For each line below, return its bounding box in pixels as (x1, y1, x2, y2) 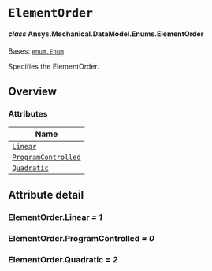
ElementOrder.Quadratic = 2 (8, 254, 118, 265)
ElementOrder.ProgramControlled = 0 (8, 233, 155, 244)
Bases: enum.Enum (8, 46, 65, 56)
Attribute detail (8, 188, 84, 202)
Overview (8, 84, 58, 98)
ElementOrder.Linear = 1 (8, 212, 102, 223)
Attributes (8, 108, 48, 119)
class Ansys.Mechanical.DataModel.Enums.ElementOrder (8, 29, 204, 39)
